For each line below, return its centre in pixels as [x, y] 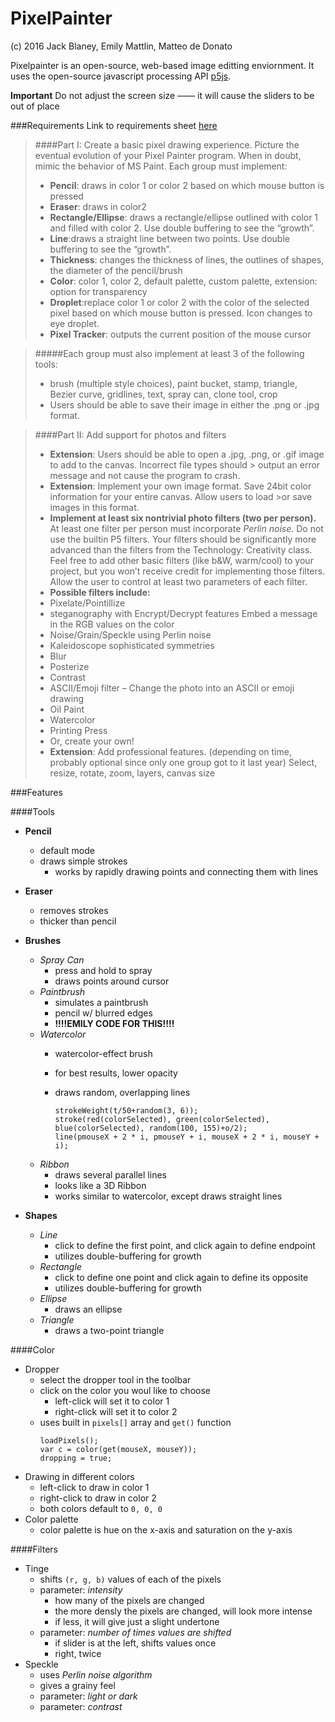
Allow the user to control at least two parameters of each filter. [178, 581]
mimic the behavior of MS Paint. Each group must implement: [161, 166]
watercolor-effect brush [103, 1053]
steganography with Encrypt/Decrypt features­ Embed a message [183, 613]
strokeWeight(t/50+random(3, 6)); [126, 1110]
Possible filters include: [100, 592]
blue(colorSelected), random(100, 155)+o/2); [151, 1128]
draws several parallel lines [110, 1174]
